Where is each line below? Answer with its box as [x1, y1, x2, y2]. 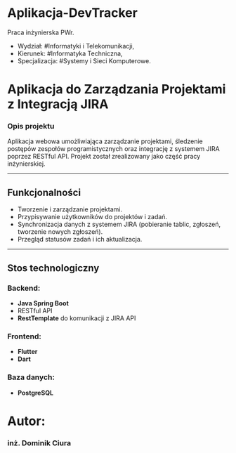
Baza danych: [7, 372, 55, 382]
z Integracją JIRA [7, 96, 109, 112]
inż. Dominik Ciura [7, 438, 72, 447]
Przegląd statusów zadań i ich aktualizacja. [17, 235, 143, 244]
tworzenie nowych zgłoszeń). [17, 228, 103, 236]
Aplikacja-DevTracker [7, 5, 138, 21]
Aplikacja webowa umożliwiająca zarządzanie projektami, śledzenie [7, 137, 204, 145]
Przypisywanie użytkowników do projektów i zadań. [17, 213, 167, 221]
